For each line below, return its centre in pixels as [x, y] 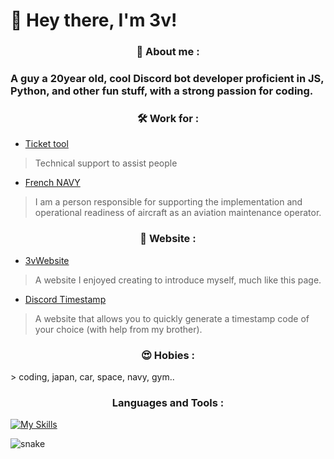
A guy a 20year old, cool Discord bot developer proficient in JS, [167, 79]
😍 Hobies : [168, 355]
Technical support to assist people [106, 163]
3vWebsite [47, 260]
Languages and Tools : [168, 402]
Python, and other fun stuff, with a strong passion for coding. [162, 91]
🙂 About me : [168, 52]
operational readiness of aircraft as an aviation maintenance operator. [178, 213]
